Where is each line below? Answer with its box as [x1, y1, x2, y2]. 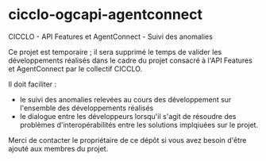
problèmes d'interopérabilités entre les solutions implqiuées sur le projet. [19, 120, 259, 129]
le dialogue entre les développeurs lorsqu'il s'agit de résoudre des [19, 111, 237, 121]
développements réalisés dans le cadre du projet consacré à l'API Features [8, 56, 253, 65]
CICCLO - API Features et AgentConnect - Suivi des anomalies [8, 32, 213, 41]
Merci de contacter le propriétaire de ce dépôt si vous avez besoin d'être [8, 135, 247, 144]
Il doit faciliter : [8, 79, 57, 89]
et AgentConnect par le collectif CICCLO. [8, 63, 143, 73]
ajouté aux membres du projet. [8, 144, 109, 153]
